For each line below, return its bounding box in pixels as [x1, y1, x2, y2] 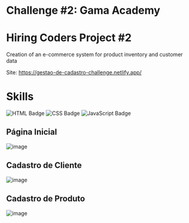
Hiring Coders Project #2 [6, 31, 132, 45]
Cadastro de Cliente [6, 160, 82, 171]
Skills [6, 90, 34, 104]
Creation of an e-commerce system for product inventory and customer [6, 51, 184, 58]
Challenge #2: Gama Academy [6, 4, 160, 17]
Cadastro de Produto [6, 194, 86, 204]
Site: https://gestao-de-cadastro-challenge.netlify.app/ [6, 69, 142, 76]
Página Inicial [6, 127, 57, 137]
